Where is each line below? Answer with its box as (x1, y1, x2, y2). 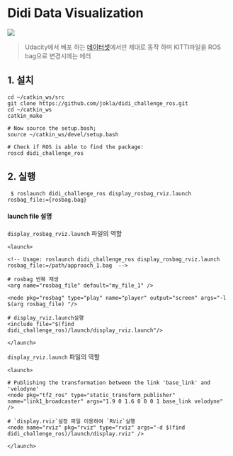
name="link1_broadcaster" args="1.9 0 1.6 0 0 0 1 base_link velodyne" (7, 398, 223, 405)
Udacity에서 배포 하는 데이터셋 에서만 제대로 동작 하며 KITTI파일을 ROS (24, 43, 222, 51)
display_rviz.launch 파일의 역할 (7, 352, 101, 361)
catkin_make (7, 112, 42, 119)
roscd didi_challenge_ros (7, 149, 84, 157)
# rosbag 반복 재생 (7, 276, 59, 283)
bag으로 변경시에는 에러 (24, 51, 91, 60)
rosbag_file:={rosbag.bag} (7, 196, 87, 203)
